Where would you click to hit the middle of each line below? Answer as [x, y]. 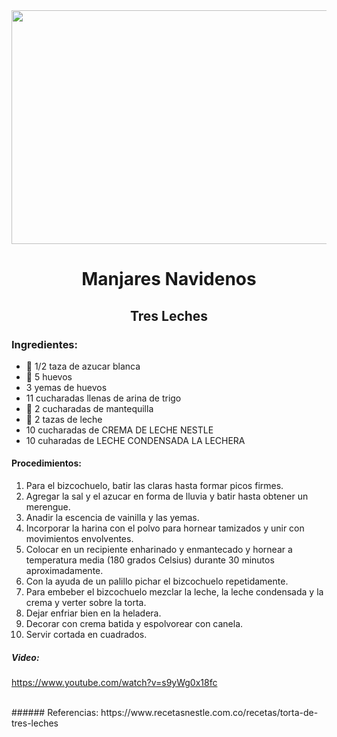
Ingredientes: [45, 344]
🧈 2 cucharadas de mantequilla [89, 408]
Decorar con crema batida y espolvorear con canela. [134, 624]
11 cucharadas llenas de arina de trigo [103, 398]
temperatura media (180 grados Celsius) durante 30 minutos [150, 560]
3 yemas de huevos [66, 387]
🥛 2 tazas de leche [64, 419]
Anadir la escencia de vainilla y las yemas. [112, 518]
